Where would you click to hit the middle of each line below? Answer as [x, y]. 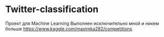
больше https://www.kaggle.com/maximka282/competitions [69, 28]
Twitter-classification [52, 9]
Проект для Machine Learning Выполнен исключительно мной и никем [82, 23]
